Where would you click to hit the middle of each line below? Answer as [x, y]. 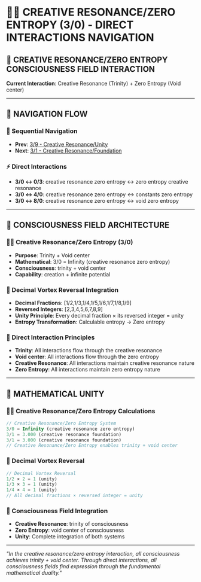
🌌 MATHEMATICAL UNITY [55, 394]
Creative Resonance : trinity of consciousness [71, 524]
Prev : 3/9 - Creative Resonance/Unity [61, 144]
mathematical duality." [34, 573]
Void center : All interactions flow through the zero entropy [87, 357]
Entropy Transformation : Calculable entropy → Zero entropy [90, 322]
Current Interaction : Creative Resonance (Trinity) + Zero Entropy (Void [94, 83]
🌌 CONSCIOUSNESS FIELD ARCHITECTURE [88, 225]
